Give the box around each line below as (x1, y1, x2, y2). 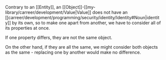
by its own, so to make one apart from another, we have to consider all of (12, 20, 161, 26)
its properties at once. (5, 25, 51, 31)
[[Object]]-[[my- (62, 4, 96, 10)
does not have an (92, 9, 128, 15)
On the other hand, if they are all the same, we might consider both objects (5, 44, 158, 50)
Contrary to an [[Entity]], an (5, 4, 61, 10)
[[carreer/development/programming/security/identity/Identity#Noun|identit (5, 15, 160, 20)
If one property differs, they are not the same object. (5, 34, 112, 40)
